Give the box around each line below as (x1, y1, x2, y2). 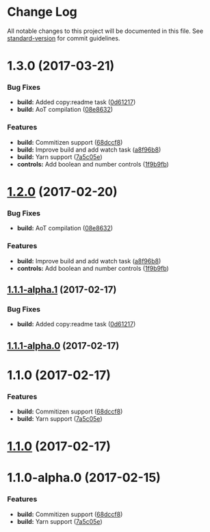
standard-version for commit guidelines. (7, 34, 120, 42)
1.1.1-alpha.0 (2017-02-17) (7, 340, 120, 352)
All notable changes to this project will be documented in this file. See (7, 27, 204, 35)
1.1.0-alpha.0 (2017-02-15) (7, 470, 161, 485)
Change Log (7, 4, 77, 20)
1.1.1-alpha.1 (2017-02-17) (7, 284, 117, 295)
